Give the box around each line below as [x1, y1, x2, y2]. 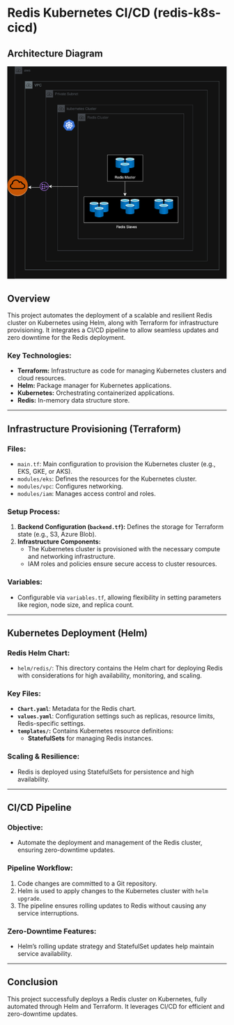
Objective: [7, 823, 43, 832]
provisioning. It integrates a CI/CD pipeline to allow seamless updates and [7, 326, 219, 334]
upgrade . [17, 894, 42, 902]
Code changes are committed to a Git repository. [17, 879, 158, 888]
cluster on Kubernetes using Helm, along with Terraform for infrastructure [7, 318, 219, 327]
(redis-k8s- [153, 5, 221, 21]
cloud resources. [17, 374, 66, 382]
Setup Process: [7, 507, 61, 516]
